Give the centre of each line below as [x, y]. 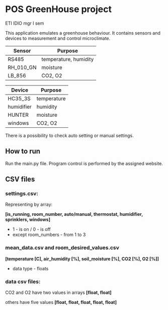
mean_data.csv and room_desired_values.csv [62, 248]
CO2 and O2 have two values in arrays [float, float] [58, 292]
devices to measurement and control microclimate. [58, 38]
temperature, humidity [68, 59]
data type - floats [30, 268]
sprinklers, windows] [28, 219]
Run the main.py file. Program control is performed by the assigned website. [84, 163]
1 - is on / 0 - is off [32, 229]
